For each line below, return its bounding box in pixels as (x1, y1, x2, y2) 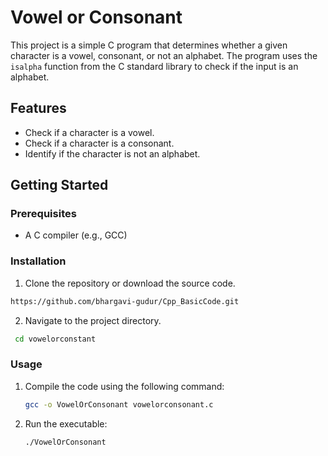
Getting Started (10, 177, 109, 194)
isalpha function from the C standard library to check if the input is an (10, 60, 299, 72)
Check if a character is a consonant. (24, 137, 175, 149)
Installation (10, 254, 67, 268)
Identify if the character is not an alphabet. (24, 147, 201, 160)
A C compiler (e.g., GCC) (24, 229, 128, 241)
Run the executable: (24, 417, 108, 430)
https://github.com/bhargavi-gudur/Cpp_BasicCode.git (10, 296, 240, 306)
